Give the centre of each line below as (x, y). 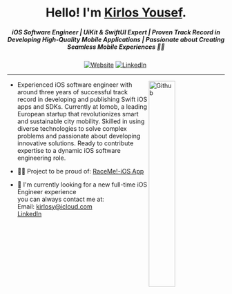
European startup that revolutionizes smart (78, 114)
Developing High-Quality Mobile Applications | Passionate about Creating (116, 39)
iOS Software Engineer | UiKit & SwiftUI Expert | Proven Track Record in (116, 32)
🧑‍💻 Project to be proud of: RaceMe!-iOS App (80, 171)
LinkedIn (29, 213)
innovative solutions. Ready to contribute (75, 143)
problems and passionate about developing (79, 136)
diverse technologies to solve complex (72, 128)
